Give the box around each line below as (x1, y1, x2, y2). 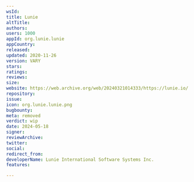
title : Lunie (6, 14, 38, 20)
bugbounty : (6, 107, 33, 113)
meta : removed (6, 112, 41, 118)
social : (6, 145, 25, 151)
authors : (6, 25, 28, 31)
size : (6, 80, 19, 86)
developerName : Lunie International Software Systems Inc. (6, 157, 154, 163)
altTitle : (6, 19, 31, 25)
